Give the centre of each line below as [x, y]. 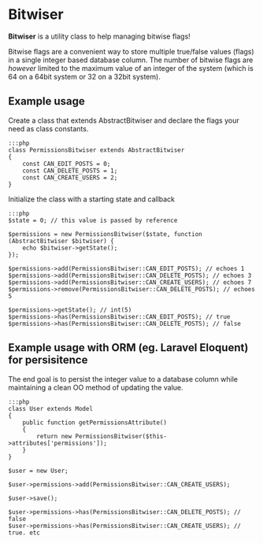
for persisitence [48, 360]
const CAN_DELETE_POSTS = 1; [70, 171]
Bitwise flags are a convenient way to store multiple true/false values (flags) [131, 51]
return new [54, 436]
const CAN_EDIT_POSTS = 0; [67, 164]
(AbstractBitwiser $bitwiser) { [61, 241]
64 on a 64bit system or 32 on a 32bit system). [85, 76]
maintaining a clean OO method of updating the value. [96, 387]
